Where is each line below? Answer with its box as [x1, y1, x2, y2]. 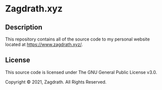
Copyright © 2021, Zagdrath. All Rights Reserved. [5, 78, 107, 85]
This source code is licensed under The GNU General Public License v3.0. [5, 69, 158, 75]
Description [5, 23, 42, 31]
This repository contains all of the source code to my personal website [5, 36, 150, 42]
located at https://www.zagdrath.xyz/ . [5, 41, 83, 47]
